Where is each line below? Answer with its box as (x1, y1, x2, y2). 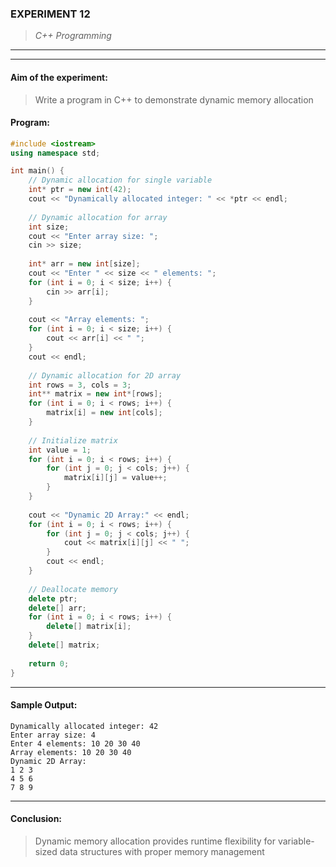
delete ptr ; (28, 593, 78, 604)
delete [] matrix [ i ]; (46, 622, 132, 632)
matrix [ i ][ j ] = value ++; (63, 473, 168, 483)
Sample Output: (10, 699, 78, 711)
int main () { (10, 166, 65, 176)
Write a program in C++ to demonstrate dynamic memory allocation (34, 93, 314, 106)
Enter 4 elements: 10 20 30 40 (10, 738, 141, 749)
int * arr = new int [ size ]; (28, 259, 141, 269)
